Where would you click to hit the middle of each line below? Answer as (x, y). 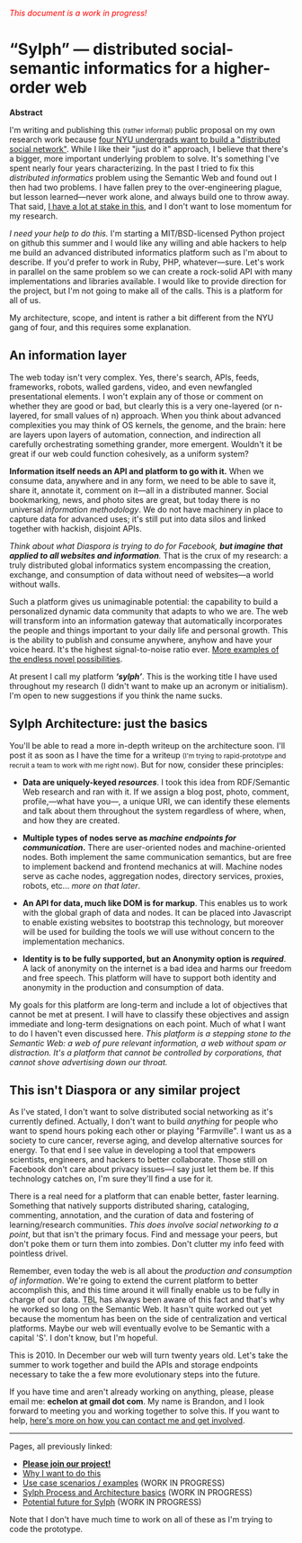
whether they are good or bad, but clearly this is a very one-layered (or (141, 406)
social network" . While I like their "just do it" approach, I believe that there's (149, 148)
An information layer (68, 356)
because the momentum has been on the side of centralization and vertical (148, 1319)
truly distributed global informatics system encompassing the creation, (140, 565)
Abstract (26, 112)
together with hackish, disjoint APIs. (75, 528)
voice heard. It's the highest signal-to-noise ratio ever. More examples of (144, 649)
